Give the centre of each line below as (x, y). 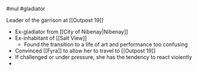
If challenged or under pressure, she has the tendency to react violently (103, 57)
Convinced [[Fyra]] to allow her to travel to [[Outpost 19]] (85, 51)
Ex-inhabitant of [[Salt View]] (51, 38)
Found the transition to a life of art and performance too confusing (106, 44)
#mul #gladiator (26, 9)
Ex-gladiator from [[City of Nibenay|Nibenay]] (71, 32)
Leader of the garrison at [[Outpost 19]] (55, 20)
